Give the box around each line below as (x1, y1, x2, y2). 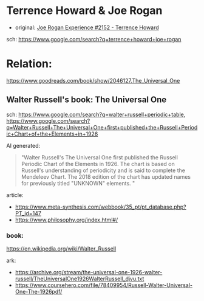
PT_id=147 (15, 209, 41, 216)
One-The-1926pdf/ (15, 288, 63, 295)
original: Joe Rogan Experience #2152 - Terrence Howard (15, 24, 159, 31)
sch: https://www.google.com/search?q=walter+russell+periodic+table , (6, 111, 186, 118)
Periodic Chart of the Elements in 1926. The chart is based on (21, 160, 175, 167)
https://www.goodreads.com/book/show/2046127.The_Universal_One (6, 77, 180, 84)
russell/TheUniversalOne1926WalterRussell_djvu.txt (15, 275, 144, 282)
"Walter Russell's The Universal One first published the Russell (21, 153, 178, 161)
